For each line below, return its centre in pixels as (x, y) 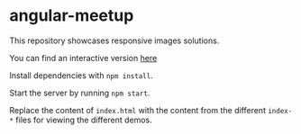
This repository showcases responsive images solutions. (114, 40)
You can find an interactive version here (83, 58)
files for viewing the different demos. (84, 120)
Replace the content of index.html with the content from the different (137, 110)
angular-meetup (72, 16)
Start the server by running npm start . (80, 93)
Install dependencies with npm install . (81, 75)
